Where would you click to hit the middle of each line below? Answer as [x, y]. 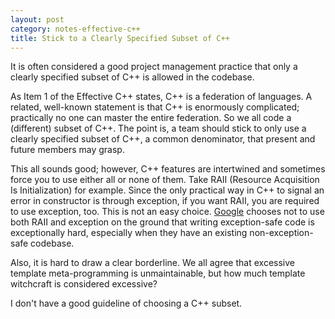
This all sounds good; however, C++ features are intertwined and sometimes [168, 169]
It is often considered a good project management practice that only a [154, 67]
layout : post [37, 19]
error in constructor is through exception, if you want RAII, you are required [165, 201]
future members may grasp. [67, 150]
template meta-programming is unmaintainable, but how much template [158, 273]
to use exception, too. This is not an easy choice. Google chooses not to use [167, 212]
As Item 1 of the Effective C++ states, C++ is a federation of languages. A [161, 97]
